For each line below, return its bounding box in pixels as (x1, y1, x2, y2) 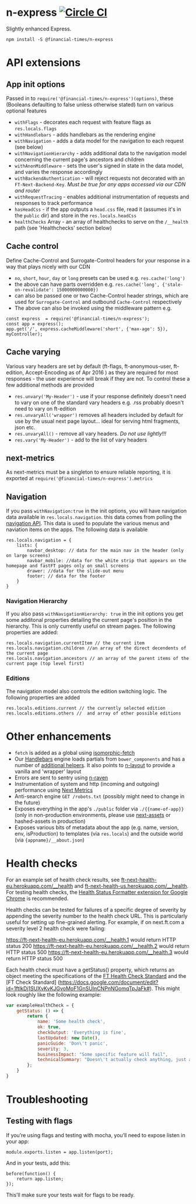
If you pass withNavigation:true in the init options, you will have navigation (6, 507, 187, 515)
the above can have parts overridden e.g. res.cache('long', (14, 281, 160, 288)
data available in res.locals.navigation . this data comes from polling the (6, 514, 182, 521)
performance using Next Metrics (14, 786, 93, 793)
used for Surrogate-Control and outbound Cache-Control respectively (14, 298, 182, 305)
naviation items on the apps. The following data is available (6, 526, 148, 533)
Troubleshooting (6, 1093, 89, 1106)
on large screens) (6, 553, 51, 559)
